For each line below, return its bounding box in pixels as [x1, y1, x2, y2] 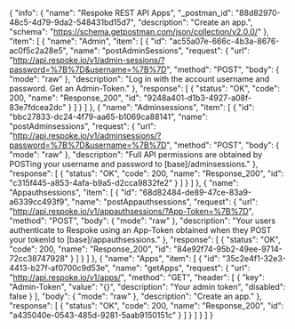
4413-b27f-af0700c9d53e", [9, 262, 111, 273]
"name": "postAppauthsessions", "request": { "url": [71, 197, 259, 207]
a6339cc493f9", [9, 197, 70, 207]
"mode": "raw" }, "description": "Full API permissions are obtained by [9, 149, 263, 159]
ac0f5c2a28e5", [9, 45, 68, 56]
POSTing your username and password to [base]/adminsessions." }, [9, 159, 259, 169]
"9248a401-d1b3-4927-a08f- [143, 92, 251, 103]
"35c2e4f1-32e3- [221, 253, 287, 263]
